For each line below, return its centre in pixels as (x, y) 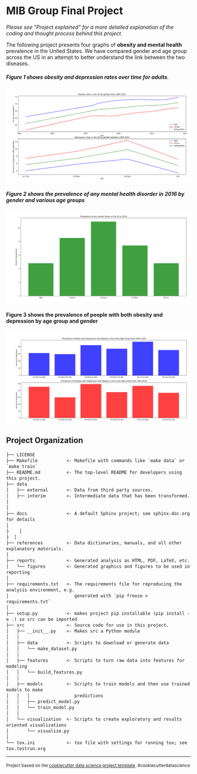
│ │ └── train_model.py (40, 707)
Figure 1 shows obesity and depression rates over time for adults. (88, 77)
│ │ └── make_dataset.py (42, 649)
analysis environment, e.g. (40, 590)
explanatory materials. (35, 549)
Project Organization (45, 440)
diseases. (18, 63)
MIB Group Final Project (64, 11)
